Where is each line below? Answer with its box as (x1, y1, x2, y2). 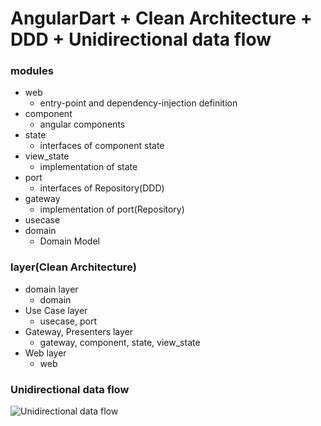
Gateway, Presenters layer (24, 325, 134, 337)
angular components (39, 118, 126, 131)
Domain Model (39, 235, 100, 247)
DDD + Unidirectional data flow (10, 28, 272, 51)
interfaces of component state (39, 140, 165, 152)
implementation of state (39, 161, 138, 173)
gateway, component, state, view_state (39, 336, 201, 348)
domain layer (24, 283, 79, 295)
